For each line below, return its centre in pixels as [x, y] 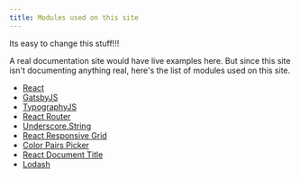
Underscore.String [57, 126]
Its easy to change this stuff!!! [64, 43]
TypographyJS [50, 107]
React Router [46, 116]
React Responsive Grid [65, 135]
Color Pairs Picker [56, 145]
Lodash [36, 164]
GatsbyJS [40, 97]
